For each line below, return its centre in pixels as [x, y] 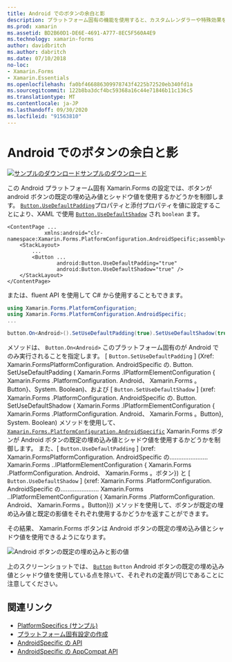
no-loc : [18, 65]
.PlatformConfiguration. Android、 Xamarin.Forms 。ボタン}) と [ [99, 473]
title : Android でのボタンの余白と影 [56, 13]
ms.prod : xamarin [32, 26]
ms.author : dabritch [37, 53]
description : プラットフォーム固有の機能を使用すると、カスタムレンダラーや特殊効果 [115, 20]
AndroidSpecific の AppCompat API [68, 651]
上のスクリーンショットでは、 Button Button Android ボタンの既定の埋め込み [116, 567]
